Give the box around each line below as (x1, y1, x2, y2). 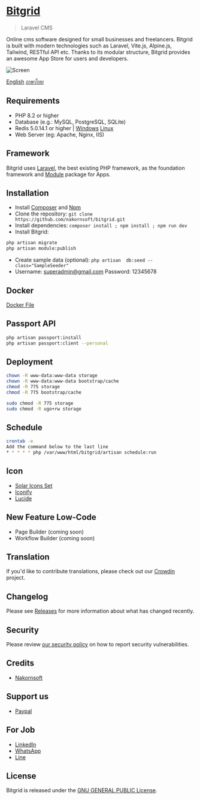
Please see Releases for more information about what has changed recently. (6, 607, 195, 615)
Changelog (6, 591, 49, 601)
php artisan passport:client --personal (6, 340, 109, 346)
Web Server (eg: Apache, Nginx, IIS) (14, 131, 105, 138)
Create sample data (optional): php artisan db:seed (14, 256, 146, 263)
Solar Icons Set (14, 482, 53, 489)
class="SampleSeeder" (14, 263, 69, 269)
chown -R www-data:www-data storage (6, 373, 98, 379)
